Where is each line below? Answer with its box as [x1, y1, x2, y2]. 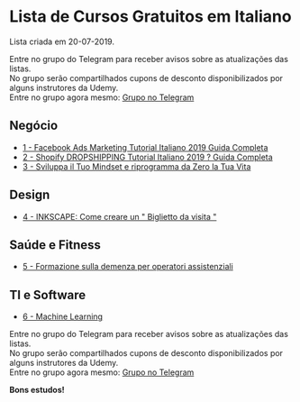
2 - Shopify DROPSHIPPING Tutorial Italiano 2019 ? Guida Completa [22, 151, 273, 162]
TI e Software [9, 287, 86, 303]
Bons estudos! [9, 385, 65, 396]
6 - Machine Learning [22, 311, 104, 322]
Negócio [9, 118, 59, 133]
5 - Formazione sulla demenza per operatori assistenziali [22, 261, 234, 272]
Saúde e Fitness [9, 237, 102, 252]
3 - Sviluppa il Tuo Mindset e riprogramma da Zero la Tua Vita [22, 160, 251, 172]
